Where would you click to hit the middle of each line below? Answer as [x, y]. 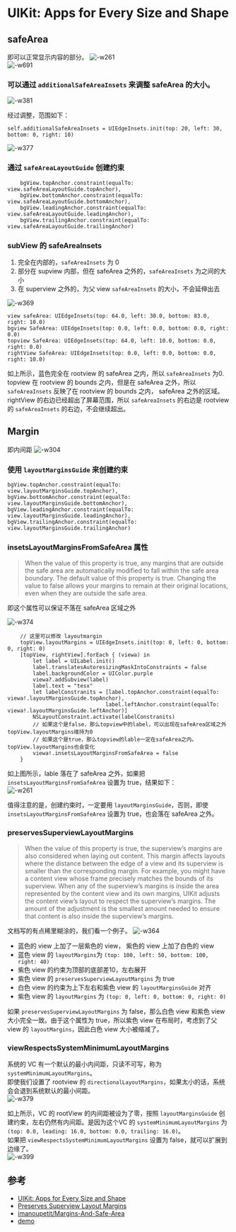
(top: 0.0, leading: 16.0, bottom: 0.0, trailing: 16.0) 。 [96, 1131]
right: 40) [34, 962]
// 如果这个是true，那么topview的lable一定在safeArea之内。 [115, 740]
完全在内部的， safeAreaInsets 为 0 [68, 262]
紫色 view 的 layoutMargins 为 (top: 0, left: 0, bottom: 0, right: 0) [122, 996]
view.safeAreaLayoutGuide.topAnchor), [64, 189]
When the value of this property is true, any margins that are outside [124, 563]
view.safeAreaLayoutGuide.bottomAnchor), [69, 201]
